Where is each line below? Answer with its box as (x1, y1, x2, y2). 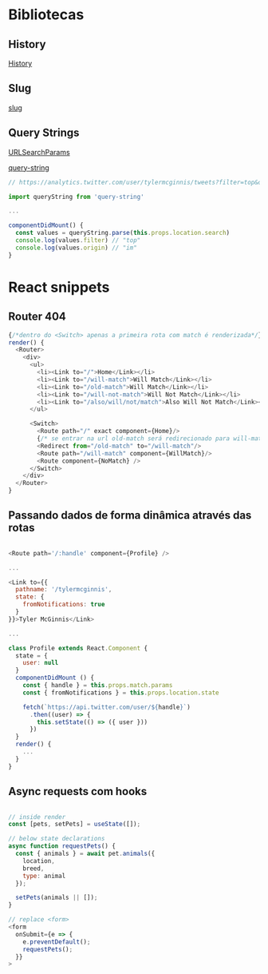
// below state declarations (8, 835, 105, 843)
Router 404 (8, 310, 66, 324)
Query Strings (8, 126, 80, 140)
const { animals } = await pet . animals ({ (15, 849, 156, 857)
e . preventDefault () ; (22, 937, 91, 946)
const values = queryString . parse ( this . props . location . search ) (15, 229, 230, 237)
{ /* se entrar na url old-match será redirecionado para (37, 435, 230, 443)
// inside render (8, 813, 66, 821)
